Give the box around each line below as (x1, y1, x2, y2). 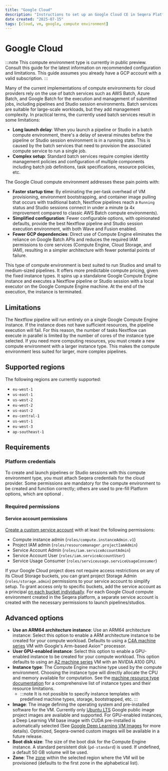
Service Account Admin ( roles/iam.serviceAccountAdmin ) (12, 547, 131, 553)
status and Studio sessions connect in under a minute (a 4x (12, 205, 135, 211)
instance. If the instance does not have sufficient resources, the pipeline (5, 322, 154, 328)
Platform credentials (5, 458, 56, 465)
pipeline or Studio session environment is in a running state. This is (12, 137, 150, 143)
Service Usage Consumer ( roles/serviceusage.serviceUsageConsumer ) (12, 558, 157, 564)
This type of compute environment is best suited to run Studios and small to (5, 262, 161, 268)
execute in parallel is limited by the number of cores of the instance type (5, 332, 154, 338)
